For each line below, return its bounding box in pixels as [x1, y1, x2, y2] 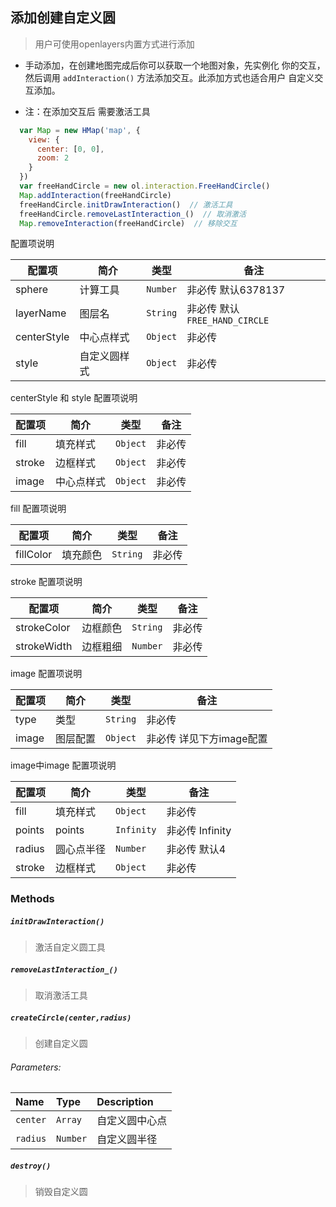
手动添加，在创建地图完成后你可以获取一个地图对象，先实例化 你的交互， [24, 59, 326, 71]
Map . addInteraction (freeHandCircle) [19, 190, 172, 200]
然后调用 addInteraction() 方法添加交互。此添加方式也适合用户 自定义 [24, 71, 315, 83]
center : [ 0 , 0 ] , [36, 144, 105, 154]
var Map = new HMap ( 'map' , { [19, 125, 141, 135]
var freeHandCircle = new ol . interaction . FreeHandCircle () [19, 181, 271, 192]
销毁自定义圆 [34, 1186, 88, 1198]
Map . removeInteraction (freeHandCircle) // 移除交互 [19, 218, 238, 228]
